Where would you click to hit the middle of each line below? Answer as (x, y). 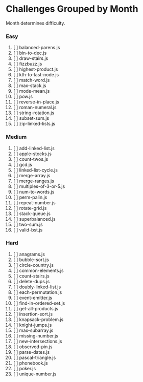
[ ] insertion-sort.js (33, 314)
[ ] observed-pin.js (33, 347)
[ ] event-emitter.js (33, 298)
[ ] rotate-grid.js (30, 208)
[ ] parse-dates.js (31, 352)
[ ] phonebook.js (30, 363)
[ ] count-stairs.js (31, 276)
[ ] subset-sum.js (31, 118)
